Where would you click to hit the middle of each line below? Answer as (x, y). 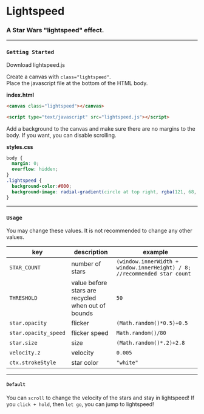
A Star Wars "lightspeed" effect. (55, 30)
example (155, 252)
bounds (82, 313)
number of (86, 264)
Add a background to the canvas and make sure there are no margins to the (101, 128)
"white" (127, 362)
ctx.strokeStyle (33, 362)
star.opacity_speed (37, 333)
